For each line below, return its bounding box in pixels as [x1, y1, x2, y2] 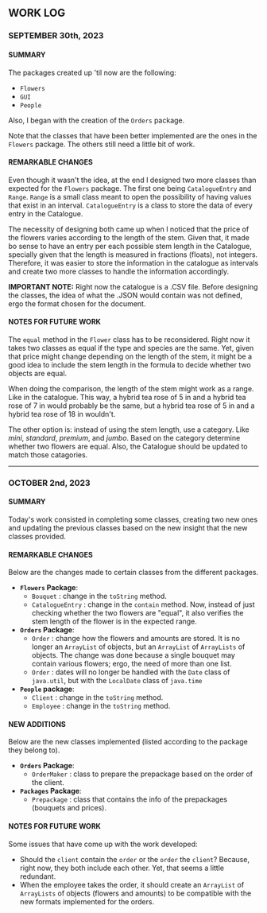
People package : [19, 684, 75, 694]
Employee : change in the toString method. [31, 701, 171, 711]
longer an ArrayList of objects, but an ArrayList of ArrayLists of [31, 642, 246, 651]
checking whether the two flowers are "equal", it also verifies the [31, 608, 244, 618]
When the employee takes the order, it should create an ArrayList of [19, 880, 245, 889]
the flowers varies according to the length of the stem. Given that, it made [8, 232, 250, 242]
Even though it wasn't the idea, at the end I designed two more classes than [8, 175, 257, 185]
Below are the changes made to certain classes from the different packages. [8, 568, 259, 577]
